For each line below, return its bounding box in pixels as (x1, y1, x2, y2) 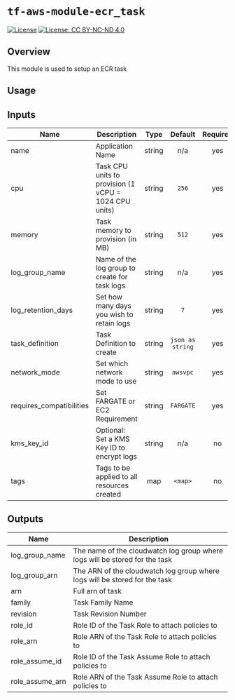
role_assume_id (10, 656, 62, 666)
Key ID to (95, 443, 126, 452)
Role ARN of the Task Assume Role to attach (73, 672, 218, 682)
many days (95, 300, 131, 310)
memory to (95, 225, 131, 235)
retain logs (95, 318, 131, 328)
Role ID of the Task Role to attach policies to (73, 620, 218, 630)
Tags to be (95, 463, 131, 473)
